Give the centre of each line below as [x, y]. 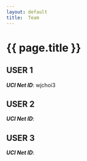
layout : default [27, 12]
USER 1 [20, 70]
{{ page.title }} [44, 48]
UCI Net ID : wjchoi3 [31, 85]
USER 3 [21, 138]
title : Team [23, 18]
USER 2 [20, 104]
